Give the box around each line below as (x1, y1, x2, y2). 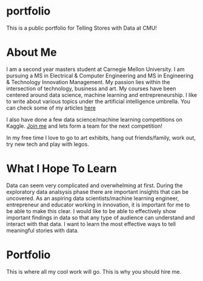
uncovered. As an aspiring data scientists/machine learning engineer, (6, 194, 179, 202)
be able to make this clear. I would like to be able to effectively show (6, 207, 177, 214)
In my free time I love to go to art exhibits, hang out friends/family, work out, (6, 134, 196, 141)
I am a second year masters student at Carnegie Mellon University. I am (6, 65, 185, 73)
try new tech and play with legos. (6, 140, 89, 148)
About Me (6, 45, 57, 59)
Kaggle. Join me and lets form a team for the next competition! (6, 122, 162, 130)
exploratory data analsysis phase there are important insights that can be (6, 188, 189, 195)
